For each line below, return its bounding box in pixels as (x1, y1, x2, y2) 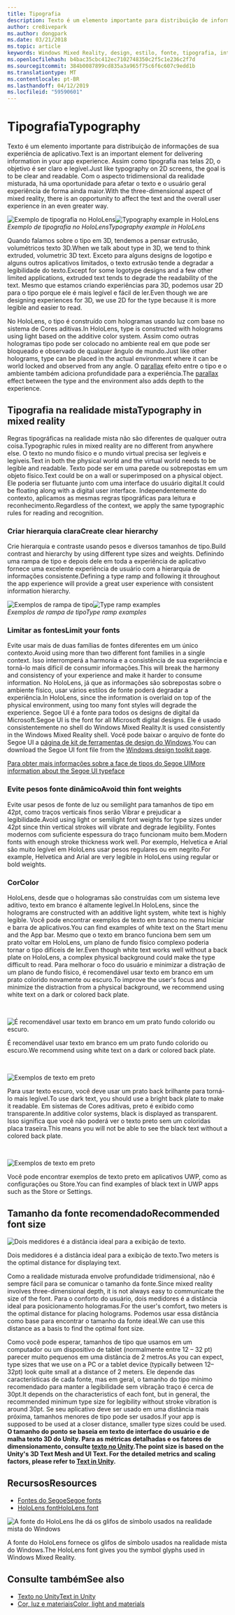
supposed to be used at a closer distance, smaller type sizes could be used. (7, 1419, 227, 1428)
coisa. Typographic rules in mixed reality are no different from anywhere (7, 441, 213, 450)
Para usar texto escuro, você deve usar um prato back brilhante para (7, 1087, 206, 1096)
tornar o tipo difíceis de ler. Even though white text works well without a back (7, 945, 228, 955)
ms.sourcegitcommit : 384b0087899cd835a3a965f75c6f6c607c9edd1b (7, 62, 196, 69)
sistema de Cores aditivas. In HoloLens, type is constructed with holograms (7, 324, 223, 333)
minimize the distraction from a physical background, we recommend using (7, 983, 225, 992)
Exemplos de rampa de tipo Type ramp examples (7, 608, 147, 616)
